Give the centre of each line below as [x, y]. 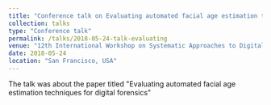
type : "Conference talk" [50, 31]
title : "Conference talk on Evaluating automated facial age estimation [133, 16]
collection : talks [39, 23]
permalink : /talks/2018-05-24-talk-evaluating [88, 38]
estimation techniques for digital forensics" [80, 92]
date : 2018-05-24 [38, 53]
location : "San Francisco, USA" [63, 61]
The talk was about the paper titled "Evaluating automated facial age [122, 84]
